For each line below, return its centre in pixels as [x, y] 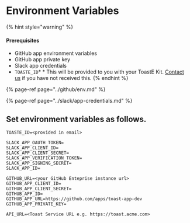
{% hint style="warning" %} [40, 27]
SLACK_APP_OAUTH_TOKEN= [35, 142]
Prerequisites [23, 40]
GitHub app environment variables [56, 53]
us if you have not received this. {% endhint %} [71, 78]
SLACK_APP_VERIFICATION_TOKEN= [44, 158]
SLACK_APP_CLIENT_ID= [32, 148]
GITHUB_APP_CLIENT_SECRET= [39, 189]
